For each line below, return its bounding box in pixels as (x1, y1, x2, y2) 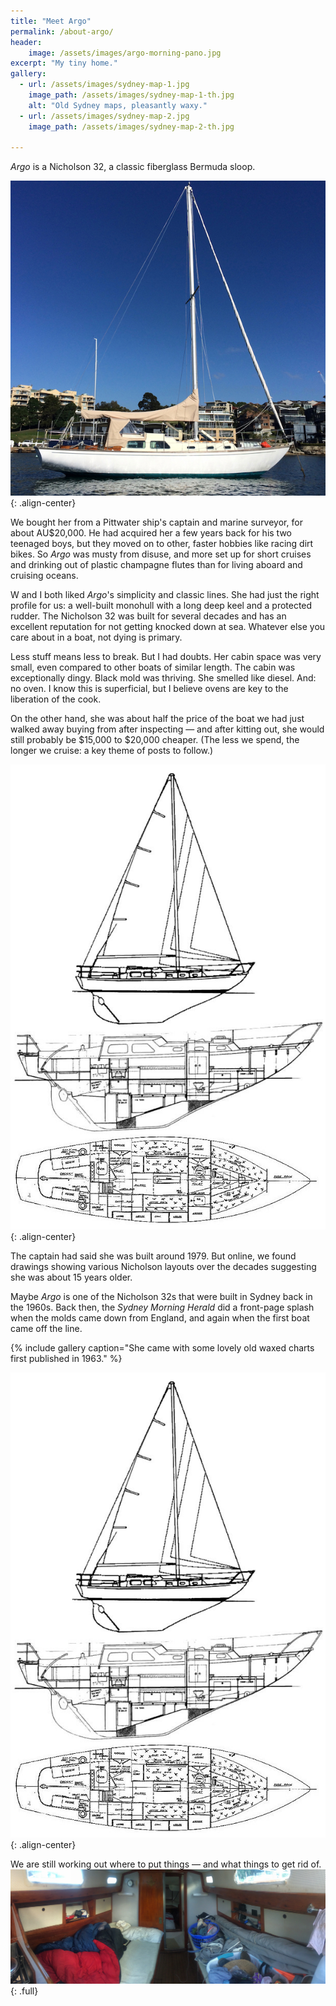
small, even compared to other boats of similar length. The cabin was (10, 661, 296, 674)
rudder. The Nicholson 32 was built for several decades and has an (10, 610, 287, 622)
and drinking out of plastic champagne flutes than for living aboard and (10, 559, 303, 571)
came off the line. (10, 1323, 83, 1335)
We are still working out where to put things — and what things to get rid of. (10, 1858, 322, 1870)
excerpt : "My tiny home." (10, 58, 118, 69)
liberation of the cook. (10, 693, 102, 705)
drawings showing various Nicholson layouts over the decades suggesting (10, 1261, 317, 1273)
